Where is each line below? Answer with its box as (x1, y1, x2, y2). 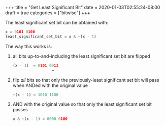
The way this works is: (5, 43, 52, 49)
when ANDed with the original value (12, 82, 88, 88)
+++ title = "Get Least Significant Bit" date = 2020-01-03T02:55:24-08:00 (5, 5, 160, 10)
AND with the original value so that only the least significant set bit (12, 101, 152, 107)
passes (12, 107, 28, 113)
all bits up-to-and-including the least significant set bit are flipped (12, 53, 151, 59)
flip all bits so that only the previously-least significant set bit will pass (12, 77, 159, 83)
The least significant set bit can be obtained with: (5, 20, 109, 25)
